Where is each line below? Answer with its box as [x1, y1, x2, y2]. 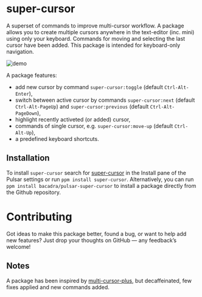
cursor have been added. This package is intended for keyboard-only [6, 41, 181, 49]
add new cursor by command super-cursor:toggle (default [15, 83, 163, 90]
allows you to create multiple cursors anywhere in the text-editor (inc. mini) [6, 28, 195, 35]
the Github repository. [6, 188, 61, 196]
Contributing [6, 210, 72, 224]
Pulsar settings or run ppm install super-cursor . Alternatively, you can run [6, 176, 194, 183]
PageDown [15, 110, 38, 116]
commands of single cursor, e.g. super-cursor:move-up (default [15, 122, 173, 129]
